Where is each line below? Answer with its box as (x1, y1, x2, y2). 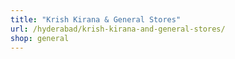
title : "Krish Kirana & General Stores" (10, 14, 182, 25)
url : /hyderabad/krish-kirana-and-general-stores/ (10, 24, 226, 34)
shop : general (10, 33, 70, 43)
